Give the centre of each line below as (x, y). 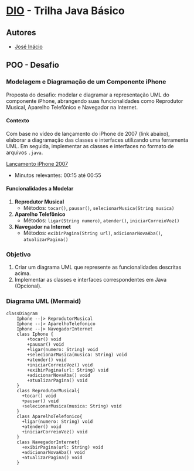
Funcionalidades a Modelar (40, 189)
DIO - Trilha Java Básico (65, 11)
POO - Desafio (33, 65)
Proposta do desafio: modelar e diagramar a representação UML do (88, 95)
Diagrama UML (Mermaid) (44, 301)
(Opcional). (28, 286)
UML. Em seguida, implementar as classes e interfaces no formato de (90, 146)
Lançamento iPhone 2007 (37, 163)
